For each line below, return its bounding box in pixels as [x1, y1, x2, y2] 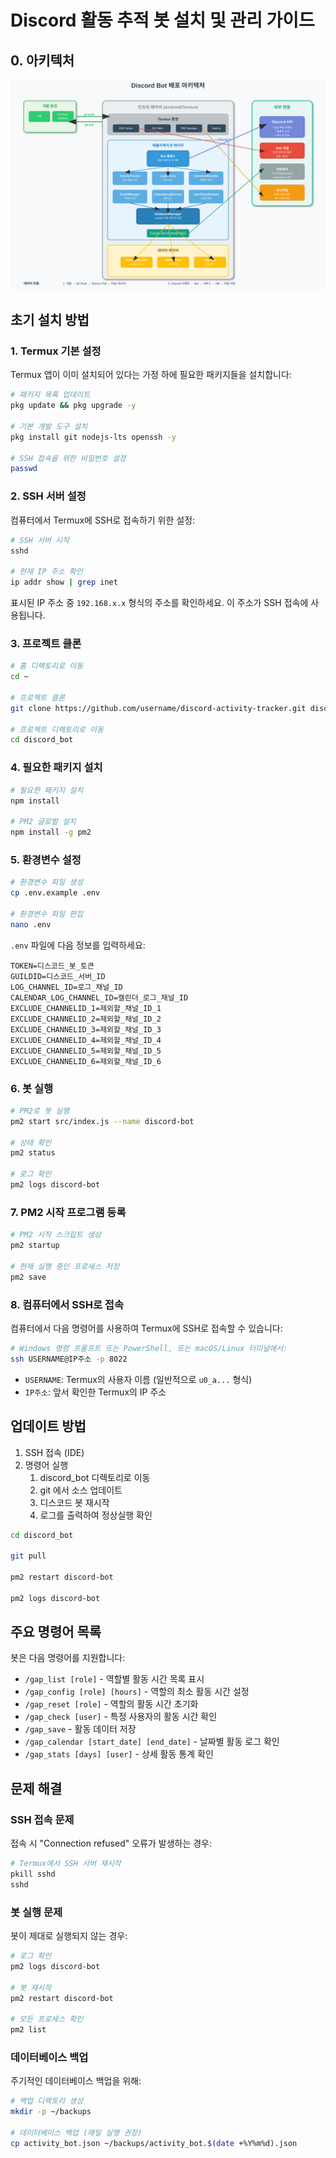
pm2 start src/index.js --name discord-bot [10, 1116, 195, 1126]
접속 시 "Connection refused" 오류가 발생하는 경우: [10, 1837, 213, 1850]
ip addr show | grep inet [10, 577, 118, 588]
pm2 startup [10, 1241, 60, 1251]
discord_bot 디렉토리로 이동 [39, 1471, 151, 1483]
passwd [10, 464, 38, 474]
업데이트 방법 [10, 1418, 87, 1435]
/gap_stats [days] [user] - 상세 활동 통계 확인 [24, 1748, 214, 1760]
